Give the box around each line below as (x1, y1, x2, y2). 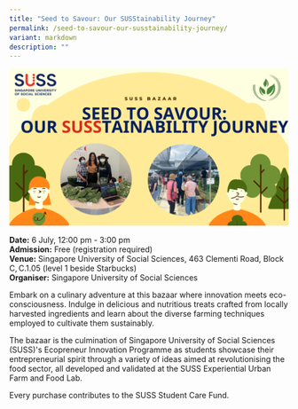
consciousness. (9, 298, 67, 310)
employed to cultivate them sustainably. (9, 318, 155, 328)
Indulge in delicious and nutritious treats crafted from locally (67, 298, 288, 310)
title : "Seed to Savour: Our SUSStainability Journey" (9, 14, 216, 23)
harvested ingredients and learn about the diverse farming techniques (9, 308, 265, 319)
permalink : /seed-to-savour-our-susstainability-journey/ (9, 23, 228, 33)
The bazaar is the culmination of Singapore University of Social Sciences (9, 334, 276, 345)
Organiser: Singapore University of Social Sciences (9, 271, 198, 283)
